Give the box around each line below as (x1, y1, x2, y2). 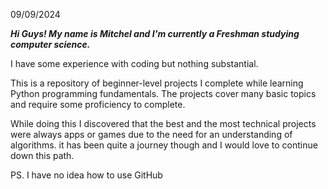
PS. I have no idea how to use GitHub (10, 169, 163, 181)
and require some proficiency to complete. (10, 99, 186, 110)
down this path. (10, 150, 75, 161)
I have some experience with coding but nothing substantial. (10, 58, 259, 69)
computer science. (10, 39, 91, 50)
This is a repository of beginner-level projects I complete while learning (10, 77, 304, 89)
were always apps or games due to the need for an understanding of (10, 129, 293, 140)
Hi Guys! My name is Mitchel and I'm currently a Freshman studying (10, 28, 300, 39)
